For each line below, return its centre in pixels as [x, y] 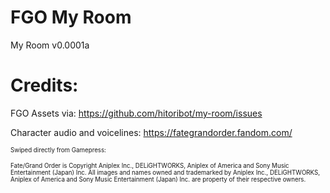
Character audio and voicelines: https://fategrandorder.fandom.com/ [151, 132]
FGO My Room [71, 17]
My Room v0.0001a [50, 45]
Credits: [44, 85]
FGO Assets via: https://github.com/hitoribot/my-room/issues [136, 113]
